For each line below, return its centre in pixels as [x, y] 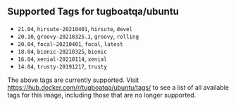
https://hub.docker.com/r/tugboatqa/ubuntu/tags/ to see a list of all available [118, 87]
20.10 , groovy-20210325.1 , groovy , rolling [78, 36]
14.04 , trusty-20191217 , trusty [62, 66]
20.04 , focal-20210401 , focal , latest [70, 43]
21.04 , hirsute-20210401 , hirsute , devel [75, 28]
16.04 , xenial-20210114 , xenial [62, 59]
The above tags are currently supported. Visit [73, 80]
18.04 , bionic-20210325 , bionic [62, 51]
